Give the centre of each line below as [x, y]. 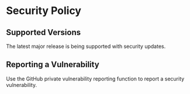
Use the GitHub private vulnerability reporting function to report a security [95, 79]
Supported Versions [43, 32]
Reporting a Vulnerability [53, 65]
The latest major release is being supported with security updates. [86, 46]
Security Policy [44, 11]
